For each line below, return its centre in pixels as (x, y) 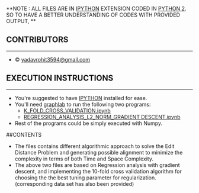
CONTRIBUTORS (37, 40)
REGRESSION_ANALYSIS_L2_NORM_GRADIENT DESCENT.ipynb (102, 117)
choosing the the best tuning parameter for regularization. (86, 178)
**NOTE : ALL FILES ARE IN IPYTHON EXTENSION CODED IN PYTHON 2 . (96, 9)
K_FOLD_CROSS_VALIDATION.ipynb (67, 110)
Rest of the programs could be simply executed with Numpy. (89, 123)
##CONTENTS (24, 134)
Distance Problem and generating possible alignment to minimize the (99, 152)
